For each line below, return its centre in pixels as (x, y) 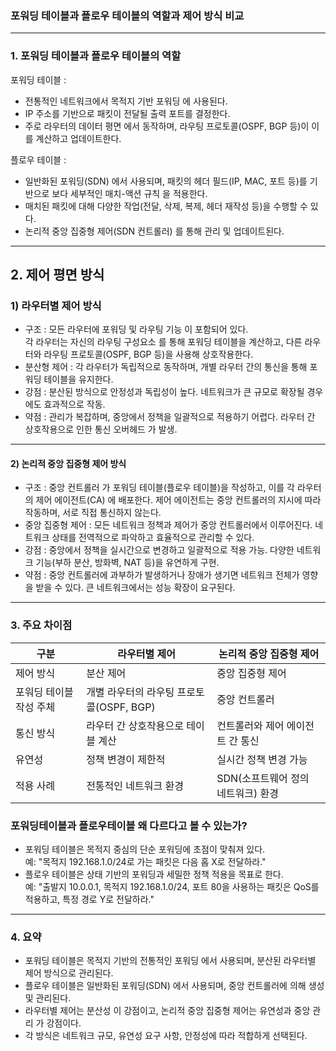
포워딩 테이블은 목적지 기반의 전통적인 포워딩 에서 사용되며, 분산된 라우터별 (170, 961)
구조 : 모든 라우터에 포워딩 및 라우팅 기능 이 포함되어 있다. (136, 329)
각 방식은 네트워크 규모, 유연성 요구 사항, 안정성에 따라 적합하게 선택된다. (166, 1036)
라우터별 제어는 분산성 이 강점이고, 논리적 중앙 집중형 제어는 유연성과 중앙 (167, 1011)
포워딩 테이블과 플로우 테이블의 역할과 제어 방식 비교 (127, 15)
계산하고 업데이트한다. (78, 138)
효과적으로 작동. (74, 404)
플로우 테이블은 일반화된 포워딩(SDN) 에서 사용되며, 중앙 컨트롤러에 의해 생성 (174, 986)
